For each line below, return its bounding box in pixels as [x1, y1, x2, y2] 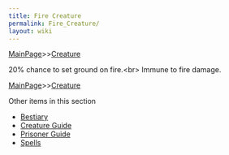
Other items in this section [8, 97, 96, 106]
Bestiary [19, 112, 49, 122]
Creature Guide [19, 121, 72, 131]
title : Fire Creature [8, 11, 82, 20]
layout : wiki [8, 27, 53, 35]
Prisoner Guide [19, 129, 71, 139]
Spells [19, 138, 41, 148]
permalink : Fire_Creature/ [8, 19, 100, 28]
